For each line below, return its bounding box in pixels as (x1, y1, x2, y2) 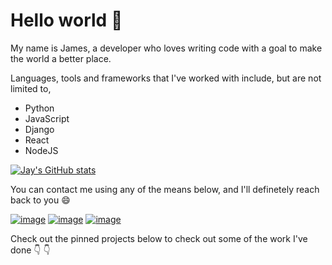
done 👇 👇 (10, 244, 51, 256)
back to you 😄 (10, 194, 71, 206)
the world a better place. (10, 52, 112, 64)
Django (24, 123, 55, 135)
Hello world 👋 (10, 9, 123, 32)
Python (24, 102, 55, 114)
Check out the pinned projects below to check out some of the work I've (10, 232, 308, 244)
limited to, (10, 82, 52, 94)
